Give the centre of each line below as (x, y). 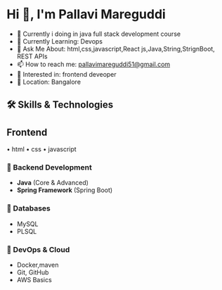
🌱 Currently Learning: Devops (60, 41)
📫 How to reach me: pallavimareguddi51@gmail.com (93, 64)
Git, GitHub (33, 272)
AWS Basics (34, 280)
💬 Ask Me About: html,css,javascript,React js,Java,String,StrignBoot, (116, 49)
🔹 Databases (28, 208)
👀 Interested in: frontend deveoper (66, 74)
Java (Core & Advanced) (53, 183)
